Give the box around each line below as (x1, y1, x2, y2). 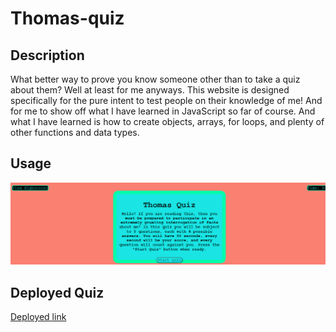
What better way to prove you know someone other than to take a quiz (10, 73, 301, 85)
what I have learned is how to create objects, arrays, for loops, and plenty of (10, 116, 325, 127)
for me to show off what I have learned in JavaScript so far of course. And (10, 105, 316, 117)
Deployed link (10, 311, 67, 323)
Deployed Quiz (10, 284, 105, 301)
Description (10, 47, 85, 64)
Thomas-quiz (10, 7, 125, 30)
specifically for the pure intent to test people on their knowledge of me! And (10, 95, 323, 106)
